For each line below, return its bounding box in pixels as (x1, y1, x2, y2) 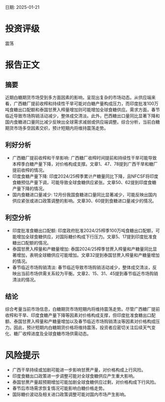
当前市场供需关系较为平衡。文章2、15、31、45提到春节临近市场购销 (21, 270, 159, 276)
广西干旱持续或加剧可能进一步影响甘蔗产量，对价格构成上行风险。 (12, 367, 146, 373)
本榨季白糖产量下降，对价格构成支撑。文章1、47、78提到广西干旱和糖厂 (12, 161, 158, 167)
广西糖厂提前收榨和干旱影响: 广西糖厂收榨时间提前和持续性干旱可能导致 (12, 155, 157, 161)
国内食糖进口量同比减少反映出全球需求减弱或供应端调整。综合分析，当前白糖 (5, 119, 160, 125)
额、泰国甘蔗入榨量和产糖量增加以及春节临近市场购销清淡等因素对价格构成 (5, 319, 156, 324)
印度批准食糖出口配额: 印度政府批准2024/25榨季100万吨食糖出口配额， (12, 227, 156, 233)
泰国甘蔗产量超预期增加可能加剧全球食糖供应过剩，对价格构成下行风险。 (12, 379, 159, 385)
